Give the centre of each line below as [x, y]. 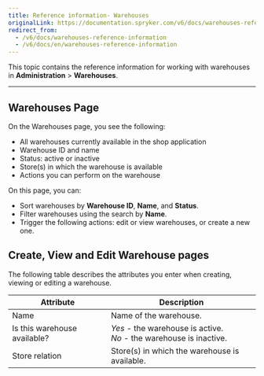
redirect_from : [33, 30]
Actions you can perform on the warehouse [90, 175]
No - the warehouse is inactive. [169, 337]
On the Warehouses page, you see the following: [87, 126]
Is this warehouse [44, 328]
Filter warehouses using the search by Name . [93, 214]
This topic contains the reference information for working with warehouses [129, 67]
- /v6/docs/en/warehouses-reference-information [96, 45]
